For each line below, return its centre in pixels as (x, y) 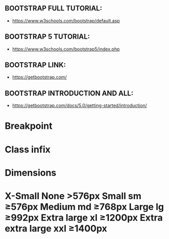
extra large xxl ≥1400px (56, 228)
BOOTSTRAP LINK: (35, 65)
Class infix (28, 149)
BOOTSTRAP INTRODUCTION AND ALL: (69, 93)
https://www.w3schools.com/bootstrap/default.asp (66, 20)
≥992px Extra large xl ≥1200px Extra (84, 218)
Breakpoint (29, 126)
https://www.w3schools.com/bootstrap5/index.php (66, 49)
